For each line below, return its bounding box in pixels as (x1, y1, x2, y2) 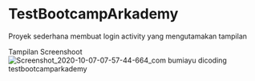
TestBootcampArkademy (8, 5, 179, 23)
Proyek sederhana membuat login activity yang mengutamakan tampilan (8, 31, 247, 41)
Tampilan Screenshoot (8, 47, 83, 56)
